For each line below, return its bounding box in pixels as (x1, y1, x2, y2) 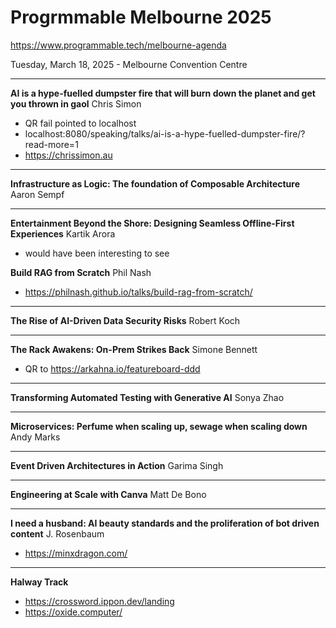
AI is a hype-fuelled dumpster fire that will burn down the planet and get (10, 87, 316, 99)
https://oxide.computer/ (24, 606, 123, 618)
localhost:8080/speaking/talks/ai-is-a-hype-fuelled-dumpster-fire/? (24, 127, 306, 140)
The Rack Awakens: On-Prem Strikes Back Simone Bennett (10, 343, 258, 355)
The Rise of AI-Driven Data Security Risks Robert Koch (10, 314, 241, 326)
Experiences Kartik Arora (10, 227, 116, 240)
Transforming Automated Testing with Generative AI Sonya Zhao (10, 391, 285, 403)
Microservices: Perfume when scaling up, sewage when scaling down (10, 420, 308, 432)
